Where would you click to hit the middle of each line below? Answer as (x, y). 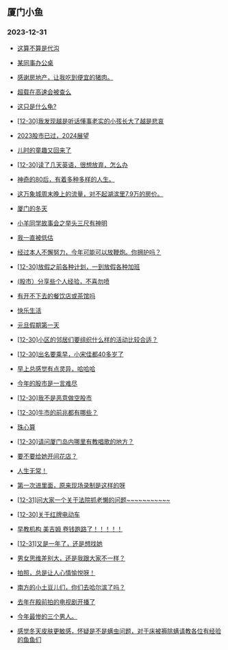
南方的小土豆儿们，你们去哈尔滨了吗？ (71, 587)
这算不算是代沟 (38, 48)
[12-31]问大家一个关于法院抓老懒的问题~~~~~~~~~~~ (93, 500)
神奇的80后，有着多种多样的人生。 (66, 179)
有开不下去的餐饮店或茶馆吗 (56, 296)
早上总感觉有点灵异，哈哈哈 (56, 368)
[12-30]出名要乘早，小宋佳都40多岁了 (70, 354)
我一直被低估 (35, 237)
